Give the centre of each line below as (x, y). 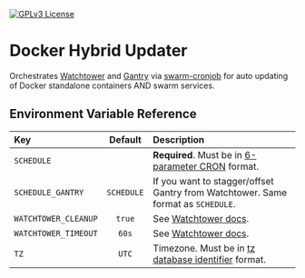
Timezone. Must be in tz (204, 248)
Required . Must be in (198, 154)
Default (125, 139)
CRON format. (229, 166)
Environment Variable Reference (103, 114)
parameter (175, 166)
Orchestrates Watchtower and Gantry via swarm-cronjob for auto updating (149, 75)
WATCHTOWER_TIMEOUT (56, 233)
